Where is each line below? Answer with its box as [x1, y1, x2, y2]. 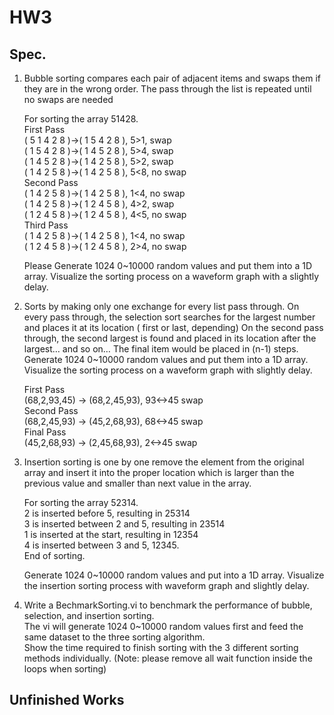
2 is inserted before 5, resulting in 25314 [23, 507, 191, 519]
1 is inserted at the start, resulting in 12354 [23, 529, 199, 540]
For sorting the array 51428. [23, 113, 139, 125]
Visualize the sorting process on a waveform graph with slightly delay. [23, 364, 313, 376]
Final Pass [23, 426, 67, 438]
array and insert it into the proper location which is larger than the [23, 467, 295, 478]
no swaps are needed [23, 94, 114, 105]
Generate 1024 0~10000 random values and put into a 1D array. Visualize [23, 569, 325, 581]
